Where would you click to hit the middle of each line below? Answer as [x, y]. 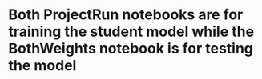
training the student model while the [131, 32]
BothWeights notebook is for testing [131, 49]
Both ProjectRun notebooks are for [126, 15]
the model [42, 66]
